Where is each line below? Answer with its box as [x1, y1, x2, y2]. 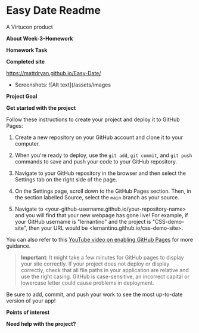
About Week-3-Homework [6, 35, 73, 42]
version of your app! [6, 297, 56, 304]
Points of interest [6, 309, 50, 316]
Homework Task [6, 46, 48, 54]
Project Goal [6, 92, 38, 100]
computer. [14, 140, 41, 147]
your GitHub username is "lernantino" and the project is [14, 218, 151, 225]
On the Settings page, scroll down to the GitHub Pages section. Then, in [14, 187, 192, 195]
